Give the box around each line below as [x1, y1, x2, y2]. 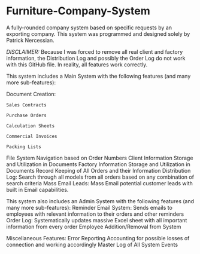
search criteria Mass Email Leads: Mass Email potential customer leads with [6, 179, 193, 186]
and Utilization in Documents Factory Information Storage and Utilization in [6, 160, 190, 168]
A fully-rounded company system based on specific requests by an [6, 24, 172, 31]
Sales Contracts [6, 102, 47, 108]
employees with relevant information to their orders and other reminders [6, 210, 184, 218]
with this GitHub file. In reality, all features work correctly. [6, 61, 148, 68]
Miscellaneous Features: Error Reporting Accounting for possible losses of [6, 234, 190, 241]
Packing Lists [6, 143, 42, 150]
